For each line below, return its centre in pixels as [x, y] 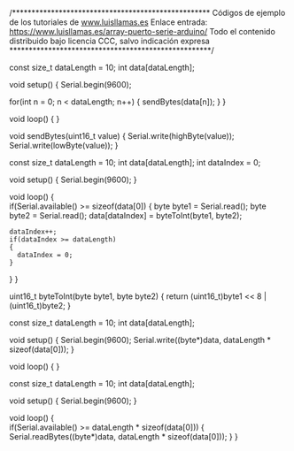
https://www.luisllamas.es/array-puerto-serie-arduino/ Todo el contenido [143, 31]
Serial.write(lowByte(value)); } [64, 145]
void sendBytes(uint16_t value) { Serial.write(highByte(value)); [122, 136]
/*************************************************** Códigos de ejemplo [147, 13]
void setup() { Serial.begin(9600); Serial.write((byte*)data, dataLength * [140, 340]
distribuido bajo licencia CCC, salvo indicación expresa [109, 41]
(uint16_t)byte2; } [40, 306]
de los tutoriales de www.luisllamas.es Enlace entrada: [108, 22]
